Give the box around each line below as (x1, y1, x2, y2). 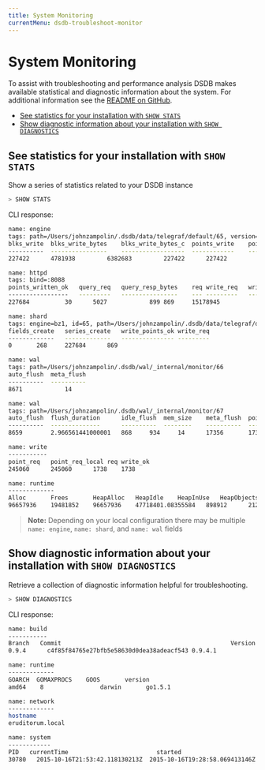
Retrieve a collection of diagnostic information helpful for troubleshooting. (8, 580, 248, 589)
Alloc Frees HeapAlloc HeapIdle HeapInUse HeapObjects (8, 494, 259, 502)
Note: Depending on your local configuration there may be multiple (27, 516, 246, 525)
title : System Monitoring (8, 11, 93, 20)
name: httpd (8, 269, 47, 277)
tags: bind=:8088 (8, 276, 65, 284)
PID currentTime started (8, 748, 181, 756)
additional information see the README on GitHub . (8, 95, 173, 105)
